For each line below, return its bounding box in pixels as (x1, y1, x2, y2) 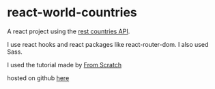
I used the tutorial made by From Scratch (7, 60, 121, 69)
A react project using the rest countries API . (7, 27, 130, 35)
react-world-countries (7, 5, 138, 20)
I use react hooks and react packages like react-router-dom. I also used (7, 40, 209, 48)
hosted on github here (7, 73, 70, 82)
